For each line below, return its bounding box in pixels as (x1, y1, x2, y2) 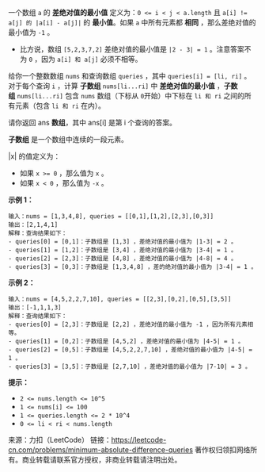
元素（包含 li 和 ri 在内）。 (14, 101, 105, 110)
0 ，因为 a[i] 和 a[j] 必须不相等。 (28, 55, 142, 63)
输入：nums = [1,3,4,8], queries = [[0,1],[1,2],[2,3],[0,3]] (8, 213, 214, 221)
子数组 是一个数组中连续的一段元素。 (8, 135, 128, 144)
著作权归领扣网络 (195, 445, 251, 455)
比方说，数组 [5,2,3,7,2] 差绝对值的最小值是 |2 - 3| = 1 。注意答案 (19, 44, 245, 54)
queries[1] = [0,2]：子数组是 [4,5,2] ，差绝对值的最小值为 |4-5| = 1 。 (15, 337, 244, 345)
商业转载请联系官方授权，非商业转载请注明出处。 (21, 455, 182, 464)
